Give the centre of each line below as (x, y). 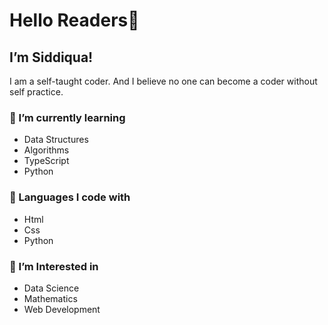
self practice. (36, 92)
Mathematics (50, 298)
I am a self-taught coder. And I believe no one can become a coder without (163, 81)
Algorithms (46, 150)
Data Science (51, 288)
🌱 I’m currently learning (67, 117)
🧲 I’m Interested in (54, 266)
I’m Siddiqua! (51, 57)
